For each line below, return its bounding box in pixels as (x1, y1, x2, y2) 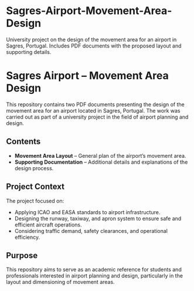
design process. (14, 164, 54, 171)
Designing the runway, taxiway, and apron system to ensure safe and (14, 215, 182, 222)
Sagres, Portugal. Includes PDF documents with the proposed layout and (6, 42, 182, 49)
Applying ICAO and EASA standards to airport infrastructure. (14, 208, 161, 215)
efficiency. (14, 234, 40, 241)
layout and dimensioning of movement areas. (6, 279, 115, 286)
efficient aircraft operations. (14, 221, 82, 228)
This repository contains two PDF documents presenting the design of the (6, 101, 185, 108)
